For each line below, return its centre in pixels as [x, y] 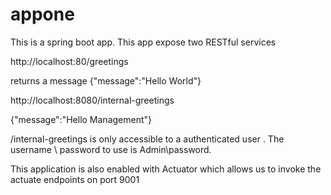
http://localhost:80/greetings [69, 61]
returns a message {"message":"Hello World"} [106, 80]
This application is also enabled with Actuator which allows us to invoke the [166, 169]
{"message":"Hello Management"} [81, 119]
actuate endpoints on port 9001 [75, 179]
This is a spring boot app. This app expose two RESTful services [143, 42]
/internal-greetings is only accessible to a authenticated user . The [147, 139]
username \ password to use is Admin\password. [111, 149]
